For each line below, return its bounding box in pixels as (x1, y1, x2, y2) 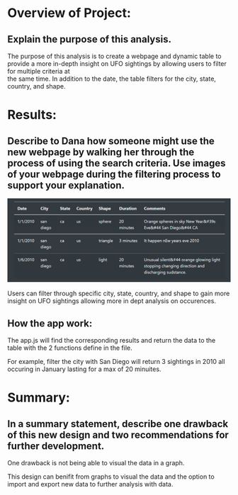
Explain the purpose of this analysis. (7, 33, 172, 45)
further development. (7, 440, 105, 452)
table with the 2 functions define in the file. (7, 343, 132, 352)
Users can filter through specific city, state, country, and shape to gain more (7, 289, 230, 298)
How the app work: (7, 317, 93, 329)
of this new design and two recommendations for (7, 428, 229, 440)
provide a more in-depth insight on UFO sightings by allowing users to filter (7, 59, 227, 68)
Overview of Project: (7, 5, 131, 21)
